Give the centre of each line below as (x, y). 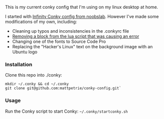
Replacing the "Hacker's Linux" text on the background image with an (82, 47)
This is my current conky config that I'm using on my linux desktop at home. (82, 7)
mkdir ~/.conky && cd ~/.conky (37, 84)
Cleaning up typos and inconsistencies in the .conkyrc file (70, 31)
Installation (19, 64)
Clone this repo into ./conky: (34, 75)
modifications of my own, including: (41, 22)
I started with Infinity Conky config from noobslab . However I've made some (82, 16)
